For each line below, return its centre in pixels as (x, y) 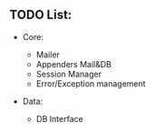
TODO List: (41, 15)
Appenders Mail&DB (73, 64)
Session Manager (69, 74)
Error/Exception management (91, 83)
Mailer (48, 55)
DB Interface (59, 118)
